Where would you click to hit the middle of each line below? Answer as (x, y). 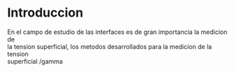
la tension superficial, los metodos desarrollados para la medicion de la (110, 46)
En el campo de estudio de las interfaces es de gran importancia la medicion (117, 32)
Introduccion (45, 13)
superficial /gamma (35, 61)
